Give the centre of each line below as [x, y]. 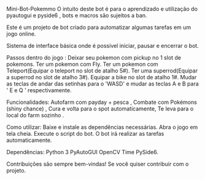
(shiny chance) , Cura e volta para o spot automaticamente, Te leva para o [100, 109]
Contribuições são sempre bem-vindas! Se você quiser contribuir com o [98, 164]
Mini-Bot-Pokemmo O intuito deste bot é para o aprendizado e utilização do [102, 9]
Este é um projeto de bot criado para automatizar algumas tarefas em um [99, 27]
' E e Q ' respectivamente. [39, 90]
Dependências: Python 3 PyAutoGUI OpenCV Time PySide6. [82, 152]
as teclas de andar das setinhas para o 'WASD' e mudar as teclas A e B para [103, 84]
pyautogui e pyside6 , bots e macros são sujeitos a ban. [77, 15]
